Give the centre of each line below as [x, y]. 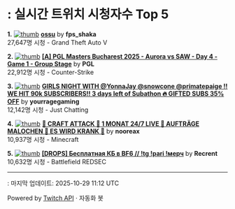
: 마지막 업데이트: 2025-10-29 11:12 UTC [63, 183]
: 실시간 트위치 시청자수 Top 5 [88, 14]
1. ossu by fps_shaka [52, 34]
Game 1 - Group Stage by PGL [51, 64]
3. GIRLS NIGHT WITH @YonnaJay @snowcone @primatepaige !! [117, 86]
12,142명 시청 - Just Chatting [48, 110]
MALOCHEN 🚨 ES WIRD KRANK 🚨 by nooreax [73, 131]
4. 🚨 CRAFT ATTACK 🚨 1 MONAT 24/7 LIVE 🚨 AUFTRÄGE [104, 124]
